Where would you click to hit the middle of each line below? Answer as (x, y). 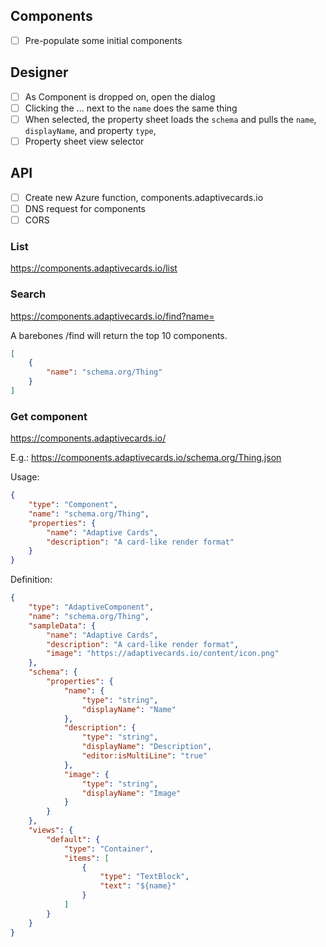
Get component (49, 416)
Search (28, 294)
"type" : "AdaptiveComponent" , (91, 607)
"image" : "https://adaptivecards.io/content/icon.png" (163, 654)
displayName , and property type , (90, 130)
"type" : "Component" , (73, 505)
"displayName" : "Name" (129, 709)
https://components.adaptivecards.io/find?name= (112, 316)
